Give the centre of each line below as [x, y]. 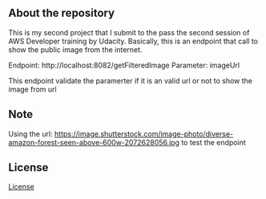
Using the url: [31, 134]
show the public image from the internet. [75, 49]
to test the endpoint [214, 142]
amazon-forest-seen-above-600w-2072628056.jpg [94, 142]
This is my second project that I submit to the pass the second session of [129, 32]
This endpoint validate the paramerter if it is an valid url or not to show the [131, 80]
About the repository [61, 13]
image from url [33, 89]
